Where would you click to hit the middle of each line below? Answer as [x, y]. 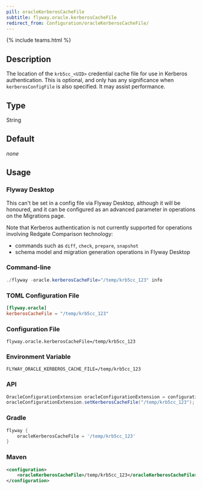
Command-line [29, 267]
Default [20, 139]
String [14, 120]
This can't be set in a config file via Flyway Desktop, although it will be [93, 203]
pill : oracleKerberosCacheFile [45, 12]
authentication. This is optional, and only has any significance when [90, 80]
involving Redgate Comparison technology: [60, 234]
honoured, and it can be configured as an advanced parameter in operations [101, 209]
